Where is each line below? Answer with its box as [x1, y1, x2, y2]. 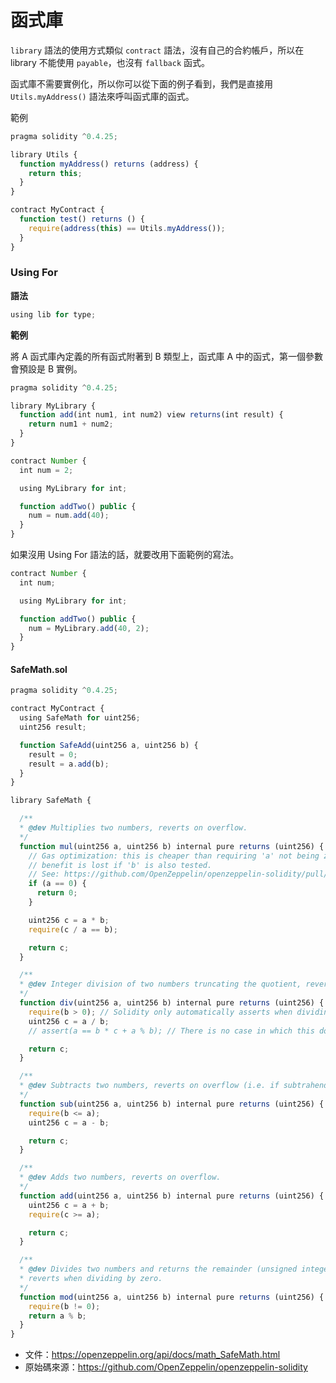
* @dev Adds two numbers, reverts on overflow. [19, 1172, 222, 1183]
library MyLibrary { [10, 401, 97, 411]
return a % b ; [28, 1311, 87, 1321]
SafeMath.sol [10, 663, 68, 675]
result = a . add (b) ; [28, 759, 110, 769]
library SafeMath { [10, 796, 92, 806]
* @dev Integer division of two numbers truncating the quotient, [19, 979, 302, 990]
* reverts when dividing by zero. [19, 1274, 163, 1284]
